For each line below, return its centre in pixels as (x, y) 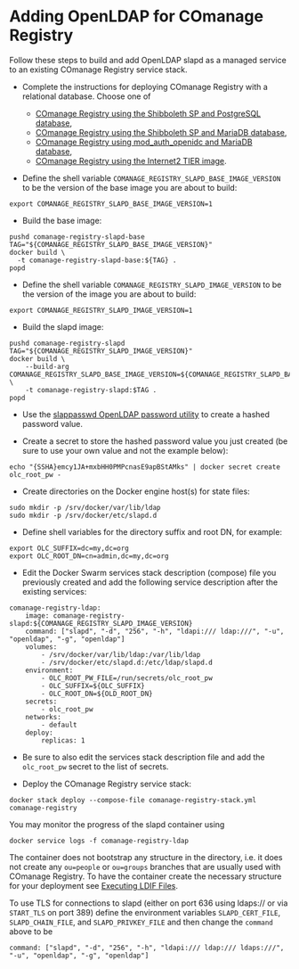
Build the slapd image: (63, 326)
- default (59, 725)
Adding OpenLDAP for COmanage (137, 16)
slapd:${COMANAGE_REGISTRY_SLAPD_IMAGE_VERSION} (101, 623)
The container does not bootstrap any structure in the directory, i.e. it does (146, 857)
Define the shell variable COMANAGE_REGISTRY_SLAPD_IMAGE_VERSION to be (152, 284)
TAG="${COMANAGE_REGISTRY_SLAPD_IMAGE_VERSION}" (101, 351)
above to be (31, 931)
